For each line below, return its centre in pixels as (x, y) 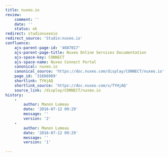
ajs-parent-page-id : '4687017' (47, 48)
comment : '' (27, 19)
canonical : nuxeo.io (36, 67)
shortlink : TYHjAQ (34, 81)
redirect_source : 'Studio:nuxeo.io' (44, 39)
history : (14, 95)
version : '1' (37, 142)
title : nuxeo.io (22, 10)
